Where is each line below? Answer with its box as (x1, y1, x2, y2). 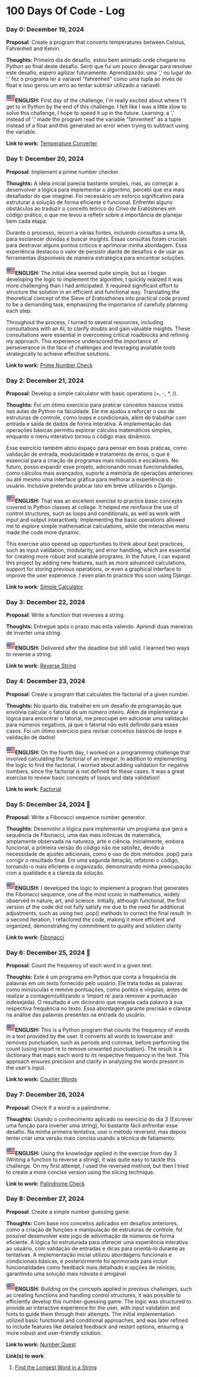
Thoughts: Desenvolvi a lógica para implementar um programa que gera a (6, 825, 188, 832)
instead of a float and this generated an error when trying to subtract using (6, 122, 189, 129)
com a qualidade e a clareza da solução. (6, 869, 105, 876)
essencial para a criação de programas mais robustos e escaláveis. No (6, 457, 179, 464)
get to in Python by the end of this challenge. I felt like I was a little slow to (6, 103, 187, 110)
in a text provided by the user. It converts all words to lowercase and (6, 1033, 173, 1040)
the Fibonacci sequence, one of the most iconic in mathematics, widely (6, 890, 180, 897)
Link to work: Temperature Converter (6, 140, 98, 147)
